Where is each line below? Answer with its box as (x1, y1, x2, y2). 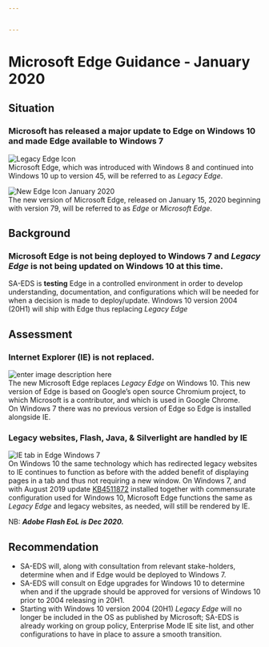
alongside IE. (8, 412, 51, 421)
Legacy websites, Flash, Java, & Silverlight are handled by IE (8, 432, 248, 443)
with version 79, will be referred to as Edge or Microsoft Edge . (8, 203, 213, 213)
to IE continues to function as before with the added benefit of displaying (8, 468, 250, 477)
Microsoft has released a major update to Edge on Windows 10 (8, 126, 256, 137)
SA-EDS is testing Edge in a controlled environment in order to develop (8, 279, 243, 288)
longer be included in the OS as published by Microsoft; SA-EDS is (19, 613, 239, 622)
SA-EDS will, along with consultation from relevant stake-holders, (19, 561, 236, 571)
